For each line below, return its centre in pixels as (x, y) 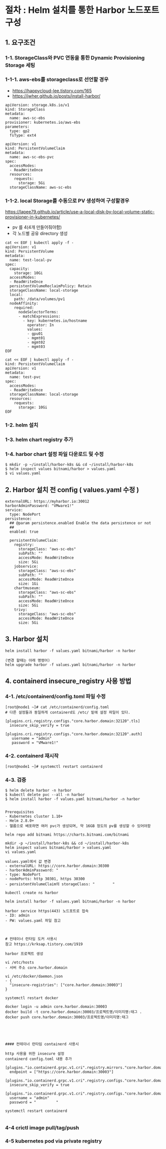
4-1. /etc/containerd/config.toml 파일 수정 (56, 697)
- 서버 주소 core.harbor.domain (36, 968)
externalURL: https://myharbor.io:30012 (47, 501)
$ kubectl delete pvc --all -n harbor (45, 795)
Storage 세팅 (20, 65)
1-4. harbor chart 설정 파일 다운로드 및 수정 (54, 454)
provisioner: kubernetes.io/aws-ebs (43, 122)
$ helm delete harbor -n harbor (38, 791)
